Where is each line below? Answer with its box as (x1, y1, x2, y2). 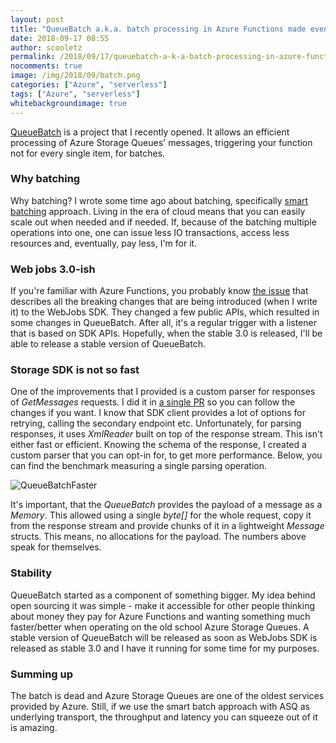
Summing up (10, 667, 74, 681)
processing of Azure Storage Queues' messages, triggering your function (10, 136, 313, 148)
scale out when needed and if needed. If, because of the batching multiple (10, 216, 317, 228)
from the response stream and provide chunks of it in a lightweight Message (10, 520, 325, 532)
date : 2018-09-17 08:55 (10, 33, 110, 43)
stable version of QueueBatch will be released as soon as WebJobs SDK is (10, 631, 318, 643)
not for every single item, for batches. (10, 147, 166, 159)
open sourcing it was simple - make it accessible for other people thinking (10, 599, 316, 611)
